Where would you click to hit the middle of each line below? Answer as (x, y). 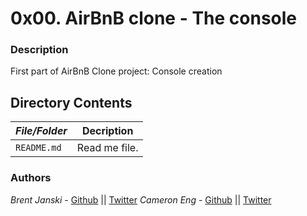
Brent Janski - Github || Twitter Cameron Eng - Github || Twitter (141, 199)
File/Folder (41, 131)
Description (39, 50)
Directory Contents (71, 102)
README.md (38, 148)
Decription (107, 131)
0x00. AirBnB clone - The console (154, 18)
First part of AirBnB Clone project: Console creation (116, 71)
